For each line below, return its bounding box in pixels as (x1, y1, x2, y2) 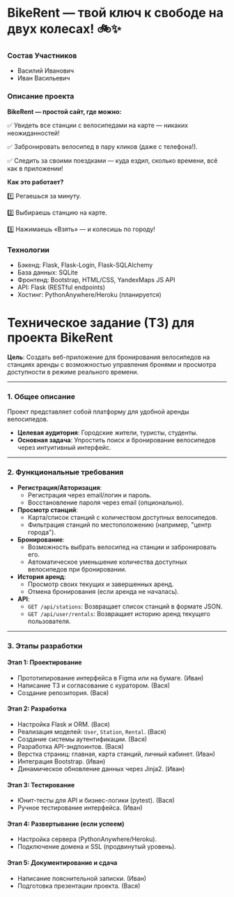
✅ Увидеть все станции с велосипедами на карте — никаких (7, 121, 189, 129)
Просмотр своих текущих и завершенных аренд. (27, 580, 174, 588)
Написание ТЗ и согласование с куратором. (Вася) (17, 681, 171, 690)
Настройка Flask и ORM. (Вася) (17, 720, 110, 728)
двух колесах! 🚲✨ (7, 21, 122, 37)
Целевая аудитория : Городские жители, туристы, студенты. (17, 428, 198, 437)
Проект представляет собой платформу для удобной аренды (7, 407, 189, 416)
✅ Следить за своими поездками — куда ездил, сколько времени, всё (7, 156, 218, 165)
